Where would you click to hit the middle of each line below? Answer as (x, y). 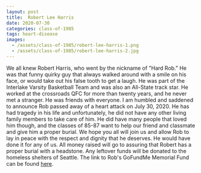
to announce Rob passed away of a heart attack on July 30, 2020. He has (98, 106)
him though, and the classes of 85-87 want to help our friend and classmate (101, 125)
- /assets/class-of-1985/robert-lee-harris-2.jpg (75, 51)
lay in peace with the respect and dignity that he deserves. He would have (98, 138)
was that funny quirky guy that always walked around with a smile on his (96, 74)
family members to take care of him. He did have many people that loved (97, 119)
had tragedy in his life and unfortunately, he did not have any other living (96, 112)
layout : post (23, 12)
